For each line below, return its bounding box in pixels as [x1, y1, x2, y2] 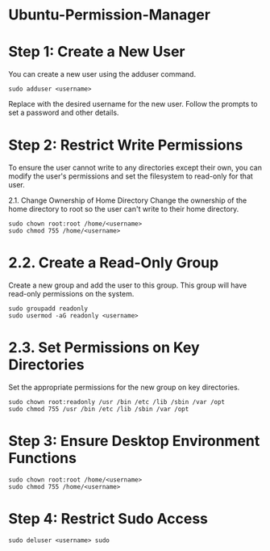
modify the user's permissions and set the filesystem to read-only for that [8, 171, 254, 181]
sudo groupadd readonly [8, 305, 89, 313]
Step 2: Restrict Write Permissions [8, 136, 243, 154]
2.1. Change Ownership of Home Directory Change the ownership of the [8, 196, 247, 205]
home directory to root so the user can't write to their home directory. [8, 204, 239, 214]
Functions [8, 449, 77, 468]
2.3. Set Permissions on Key [8, 339, 200, 357]
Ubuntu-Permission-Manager [8, 6, 211, 24]
